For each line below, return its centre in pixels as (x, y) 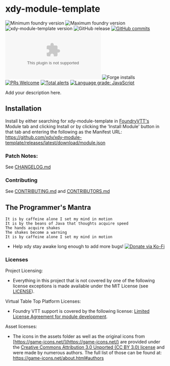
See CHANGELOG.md (28, 167)
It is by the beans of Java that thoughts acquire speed (67, 224)
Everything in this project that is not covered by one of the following (84, 281)
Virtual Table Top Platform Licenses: (43, 301)
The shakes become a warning (36, 233)
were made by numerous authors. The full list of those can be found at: (87, 353)
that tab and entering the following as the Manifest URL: (64, 132)
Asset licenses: (21, 327)
